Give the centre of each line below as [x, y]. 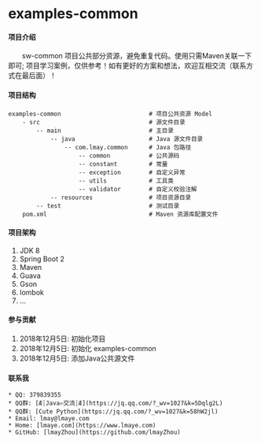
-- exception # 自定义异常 [132, 172]
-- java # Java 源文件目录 [126, 139]
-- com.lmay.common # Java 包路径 [128, 147]
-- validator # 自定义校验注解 [138, 189]
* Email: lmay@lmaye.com [49, 419]
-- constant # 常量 [123, 164]
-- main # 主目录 [105, 131]
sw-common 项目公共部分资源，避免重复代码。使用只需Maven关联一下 [137, 56]
